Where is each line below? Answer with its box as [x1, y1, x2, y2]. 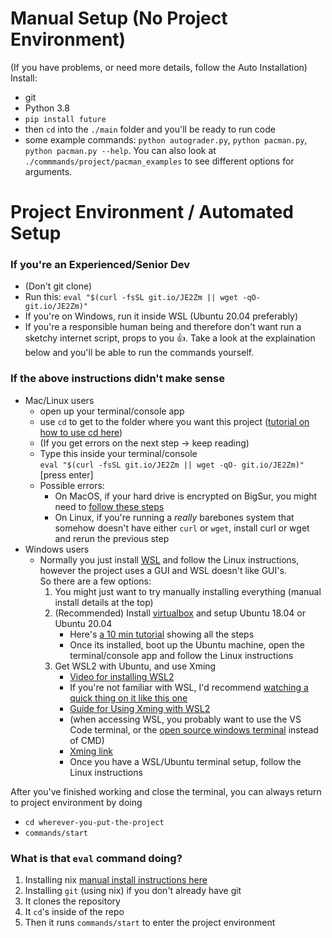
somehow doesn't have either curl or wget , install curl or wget [54, 522, 310, 534]
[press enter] [39, 468, 94, 481]
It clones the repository [24, 895, 121, 907]
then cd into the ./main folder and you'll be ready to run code [24, 123, 276, 135]
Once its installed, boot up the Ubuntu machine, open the [69, 638, 305, 651]
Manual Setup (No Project [10, 7, 228, 30]
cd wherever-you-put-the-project [24, 817, 165, 827]
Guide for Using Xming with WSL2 [69, 702, 211, 714]
